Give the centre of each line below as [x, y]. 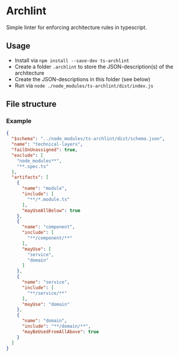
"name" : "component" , [48, 227]
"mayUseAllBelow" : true [51, 211]
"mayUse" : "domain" [45, 304]
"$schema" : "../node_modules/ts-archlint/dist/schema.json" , [88, 139]
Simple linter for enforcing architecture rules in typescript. [77, 27]
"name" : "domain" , [44, 321]
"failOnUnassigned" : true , [45, 150]
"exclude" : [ [27, 155]
